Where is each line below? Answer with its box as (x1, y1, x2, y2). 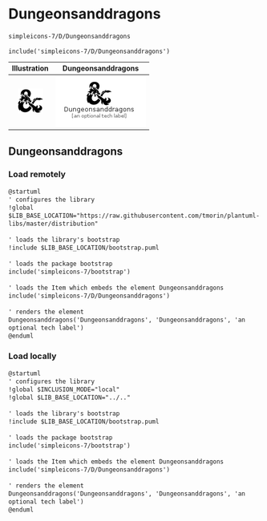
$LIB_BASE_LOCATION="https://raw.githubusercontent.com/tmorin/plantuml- (8, 212, 261, 220)
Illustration (11, 63, 50, 73)
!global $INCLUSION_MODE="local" (8, 386, 120, 394)
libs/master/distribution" (8, 220, 99, 228)
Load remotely (8, 168, 67, 180)
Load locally (8, 350, 57, 361)
